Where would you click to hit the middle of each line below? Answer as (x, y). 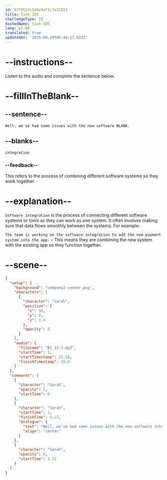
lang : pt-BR (17, 28)
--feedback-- (22, 165)
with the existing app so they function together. (53, 245)
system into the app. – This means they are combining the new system (79, 240)
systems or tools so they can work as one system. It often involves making (81, 220)
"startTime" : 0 (34, 394)
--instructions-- (39, 62)
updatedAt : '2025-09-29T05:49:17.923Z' (46, 38)
